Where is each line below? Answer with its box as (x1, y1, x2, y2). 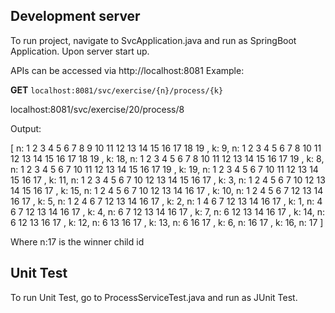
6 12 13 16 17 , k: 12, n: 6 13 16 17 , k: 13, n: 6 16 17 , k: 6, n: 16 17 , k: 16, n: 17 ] (10, 216, 324, 228)
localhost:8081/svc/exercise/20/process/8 (10, 103, 185, 115)
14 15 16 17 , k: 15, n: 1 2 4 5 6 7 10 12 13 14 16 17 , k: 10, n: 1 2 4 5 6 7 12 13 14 (10, 184, 324, 196)
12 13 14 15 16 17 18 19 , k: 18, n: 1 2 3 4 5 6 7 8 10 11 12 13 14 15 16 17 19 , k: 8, (10, 152, 325, 164)
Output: (10, 122, 42, 134)
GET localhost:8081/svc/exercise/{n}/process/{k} (10, 84, 224, 96)
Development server (10, 8, 141, 25)
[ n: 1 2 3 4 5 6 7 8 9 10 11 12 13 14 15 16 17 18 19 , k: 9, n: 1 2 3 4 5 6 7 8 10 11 (10, 142, 322, 154)
